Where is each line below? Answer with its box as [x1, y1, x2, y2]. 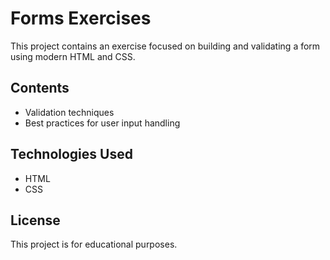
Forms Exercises [10, 7, 152, 30]
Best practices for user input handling [24, 117, 181, 129]
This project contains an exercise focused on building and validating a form [10, 40, 321, 52]
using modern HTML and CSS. [10, 50, 136, 62]
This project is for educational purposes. [10, 238, 178, 251]
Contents [10, 80, 70, 97]
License [10, 212, 61, 229]
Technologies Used [10, 146, 133, 163]
